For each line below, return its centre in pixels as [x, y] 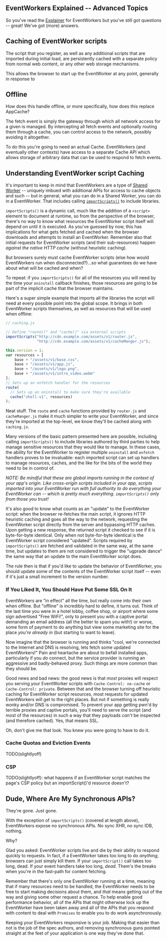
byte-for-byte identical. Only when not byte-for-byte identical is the [75, 535]
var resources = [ [25, 355]
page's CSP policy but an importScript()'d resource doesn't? [67, 783]
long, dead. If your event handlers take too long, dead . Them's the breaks [81, 866]
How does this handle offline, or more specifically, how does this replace [80, 106]
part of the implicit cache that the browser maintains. [60, 288]
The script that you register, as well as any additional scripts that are [76, 53]
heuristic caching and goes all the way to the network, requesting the [77, 519]
